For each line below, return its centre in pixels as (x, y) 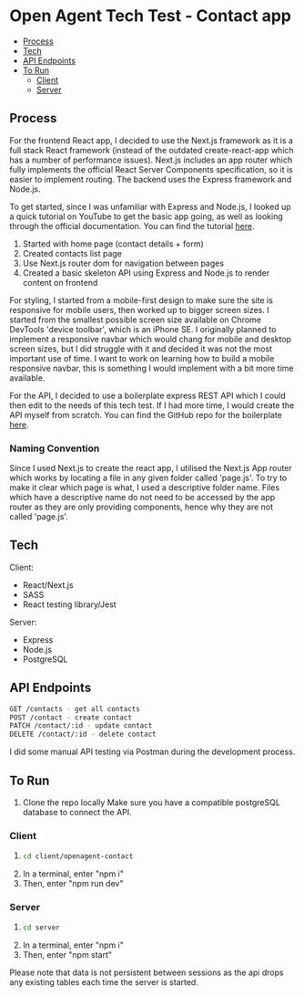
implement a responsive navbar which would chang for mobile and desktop (151, 339)
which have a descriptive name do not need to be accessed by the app (142, 498)
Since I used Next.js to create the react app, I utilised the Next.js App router (151, 468)
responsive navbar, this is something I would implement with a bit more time (152, 368)
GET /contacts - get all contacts (75, 708)
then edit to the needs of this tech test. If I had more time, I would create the (152, 405)
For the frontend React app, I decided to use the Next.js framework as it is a (152, 140)
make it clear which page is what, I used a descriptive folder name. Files (145, 488)
